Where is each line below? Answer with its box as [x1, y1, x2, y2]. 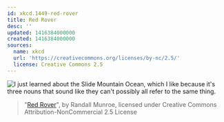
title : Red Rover [7, 16, 57, 23]
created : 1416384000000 [7, 36, 76, 42]
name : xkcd [13, 49, 45, 56]
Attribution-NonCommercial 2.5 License [23, 108, 138, 116]
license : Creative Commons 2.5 [13, 61, 103, 68]
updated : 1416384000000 [7, 29, 76, 36]
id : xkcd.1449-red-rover [7, 10, 79, 17]
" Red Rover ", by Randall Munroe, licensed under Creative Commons [23, 100, 217, 108]
